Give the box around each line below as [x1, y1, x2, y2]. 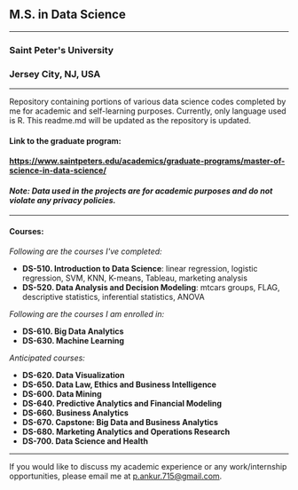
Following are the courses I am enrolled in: [9, 308, 165, 319]
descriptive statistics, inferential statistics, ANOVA [21, 291, 206, 302]
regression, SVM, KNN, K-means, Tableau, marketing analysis [21, 273, 248, 283]
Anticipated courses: [9, 352, 86, 363]
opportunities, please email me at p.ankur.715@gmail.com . [9, 470, 223, 481]
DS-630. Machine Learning [21, 335, 125, 345]
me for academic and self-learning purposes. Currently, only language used [9, 106, 286, 116]
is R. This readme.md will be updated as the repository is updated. [9, 115, 251, 126]
